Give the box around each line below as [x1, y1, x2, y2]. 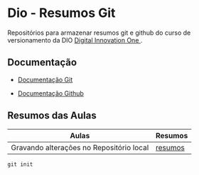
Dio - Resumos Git [7, 5, 116, 21]
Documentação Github [17, 89, 84, 97]
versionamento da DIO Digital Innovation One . [7, 35, 143, 44]
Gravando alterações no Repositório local [11, 142, 149, 152]
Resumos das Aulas [7, 110, 97, 122]
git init [7, 161, 33, 168]
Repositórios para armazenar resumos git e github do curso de [7, 28, 191, 37]
